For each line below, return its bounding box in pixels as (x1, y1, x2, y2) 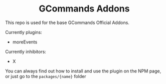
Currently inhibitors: (5, 48, 47, 54)
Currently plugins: (5, 29, 43, 35)
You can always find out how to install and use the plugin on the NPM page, (5, 68, 161, 74)
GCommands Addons (39, 3, 130, 14)
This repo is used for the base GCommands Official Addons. (5, 19, 129, 25)
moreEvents (12, 38, 38, 45)
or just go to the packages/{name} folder (5, 73, 86, 79)
